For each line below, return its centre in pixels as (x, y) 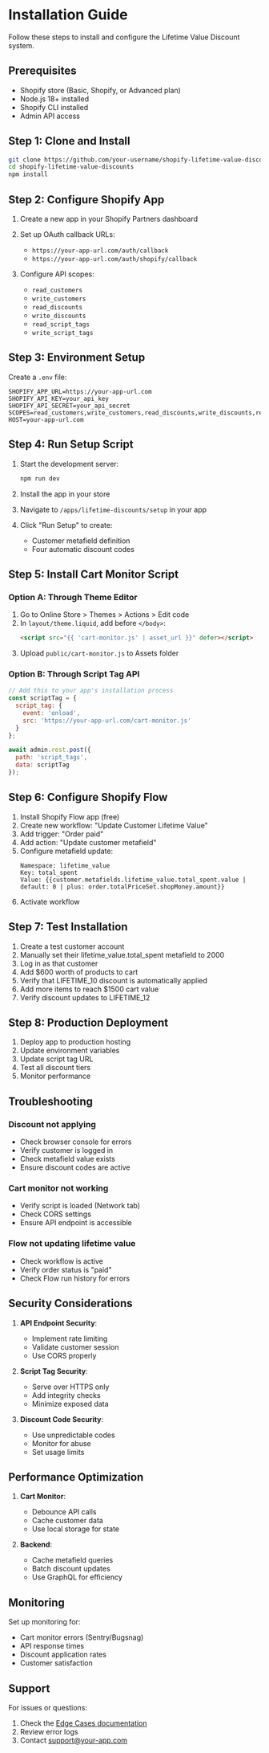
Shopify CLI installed (54, 107)
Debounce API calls (64, 1512)
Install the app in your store (65, 494)
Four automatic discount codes (83, 549)
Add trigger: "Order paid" (62, 834)
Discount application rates (63, 1655)
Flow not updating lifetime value (72, 1244)
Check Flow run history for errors (75, 1278)
